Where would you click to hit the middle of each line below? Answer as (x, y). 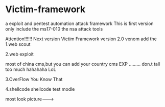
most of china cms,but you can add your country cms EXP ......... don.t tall (83, 64)
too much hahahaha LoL (31, 69)
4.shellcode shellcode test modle (40, 89)
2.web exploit (20, 54)
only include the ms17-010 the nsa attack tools (54, 29)
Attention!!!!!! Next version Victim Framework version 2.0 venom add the (81, 39)
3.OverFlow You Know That (34, 79)
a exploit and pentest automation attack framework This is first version (80, 23)
